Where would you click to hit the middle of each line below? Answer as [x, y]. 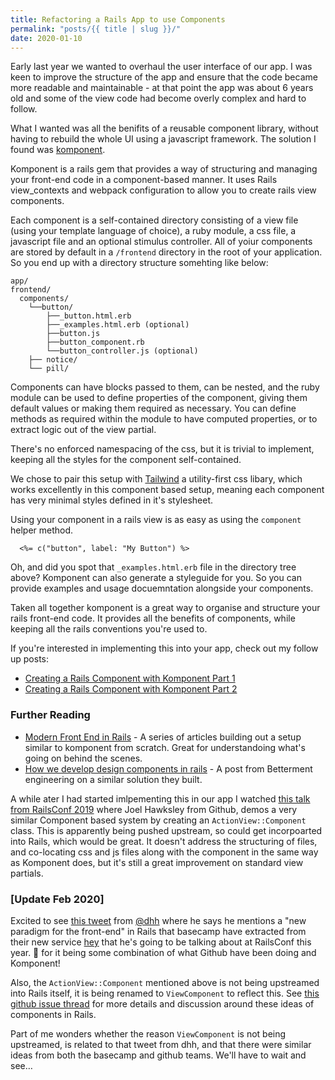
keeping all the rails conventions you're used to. [109, 629]
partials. [27, 873]
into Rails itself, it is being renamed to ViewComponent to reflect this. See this [165, 993]
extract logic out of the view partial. [83, 430]
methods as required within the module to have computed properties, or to [164, 419]
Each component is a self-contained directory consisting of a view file [154, 220]
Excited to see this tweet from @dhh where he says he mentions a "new [158, 920]
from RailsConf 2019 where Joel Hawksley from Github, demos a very [154, 809]
